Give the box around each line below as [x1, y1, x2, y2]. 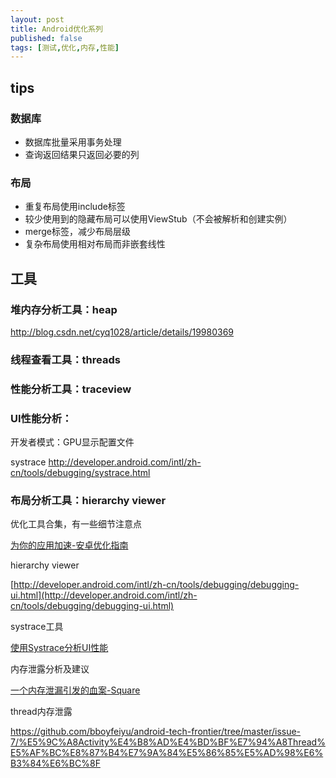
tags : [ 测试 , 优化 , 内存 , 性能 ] [10, 42, 120, 53]
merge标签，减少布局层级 [24, 226, 132, 238]
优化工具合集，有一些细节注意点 [10, 518, 142, 530]
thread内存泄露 [10, 706, 73, 718]
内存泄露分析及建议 [10, 663, 90, 675]
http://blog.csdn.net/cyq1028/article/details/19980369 [10, 326, 235, 338]
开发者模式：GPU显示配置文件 [10, 436, 135, 448]
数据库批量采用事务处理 [24, 136, 122, 148]
